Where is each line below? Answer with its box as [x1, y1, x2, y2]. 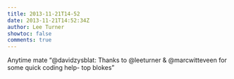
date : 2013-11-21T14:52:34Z [7, 17, 90, 24]
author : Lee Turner [7, 23, 65, 30]
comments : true [7, 37, 52, 44]
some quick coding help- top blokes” [7, 63, 115, 72]
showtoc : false [7, 30, 52, 37]
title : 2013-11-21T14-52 [7, 10, 80, 18]
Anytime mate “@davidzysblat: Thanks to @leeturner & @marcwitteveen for [7, 56, 228, 64]
